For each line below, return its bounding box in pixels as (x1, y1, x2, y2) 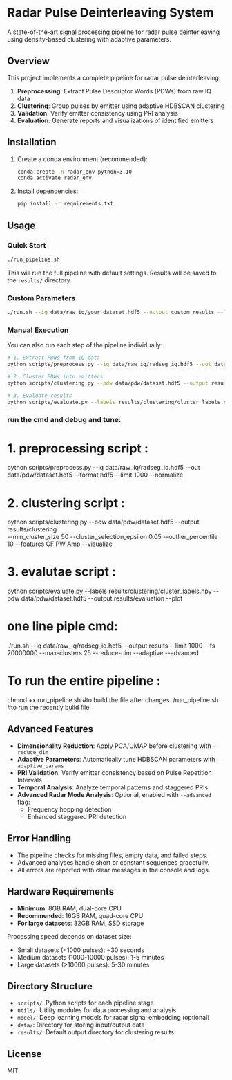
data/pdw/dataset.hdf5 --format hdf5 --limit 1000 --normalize (7, 470, 184, 479)
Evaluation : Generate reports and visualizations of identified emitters (17, 116, 214, 125)
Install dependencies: (17, 187, 79, 195)
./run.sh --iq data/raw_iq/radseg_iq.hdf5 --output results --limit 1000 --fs (7, 641, 215, 650)
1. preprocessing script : (7, 441, 148, 456)
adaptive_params (17, 762, 64, 769)
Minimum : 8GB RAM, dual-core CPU (17, 904, 122, 913)
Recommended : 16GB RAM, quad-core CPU (17, 911, 144, 919)
